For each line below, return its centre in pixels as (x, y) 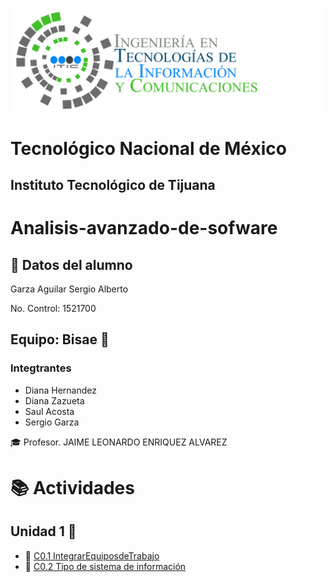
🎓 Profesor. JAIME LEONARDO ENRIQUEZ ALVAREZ (119, 442)
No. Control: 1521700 (53, 308)
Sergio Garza (52, 422)
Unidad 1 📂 (43, 531)
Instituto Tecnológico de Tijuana (113, 184)
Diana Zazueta (54, 400)
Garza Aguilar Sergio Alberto (69, 289)
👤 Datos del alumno (71, 264)
